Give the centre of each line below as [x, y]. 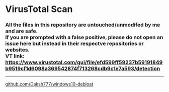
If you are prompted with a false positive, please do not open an [84, 37]
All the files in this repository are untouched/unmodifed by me [83, 25]
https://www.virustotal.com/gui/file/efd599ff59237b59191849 [84, 62]
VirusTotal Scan [39, 9]
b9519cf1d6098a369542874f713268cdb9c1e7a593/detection [83, 68]
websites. [18, 50]
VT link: [15, 56]
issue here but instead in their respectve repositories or [75, 43]
